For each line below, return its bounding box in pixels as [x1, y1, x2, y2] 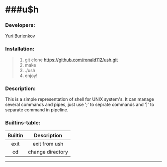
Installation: [5, 45, 35, 52]
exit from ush [32, 141, 64, 148]
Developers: [5, 22, 36, 29]
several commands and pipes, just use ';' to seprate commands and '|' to [5, 101, 155, 108]
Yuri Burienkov [5, 33, 35, 39]
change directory [28, 149, 68, 156]
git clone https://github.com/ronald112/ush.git [24, 57, 118, 63]
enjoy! [24, 73, 38, 79]
